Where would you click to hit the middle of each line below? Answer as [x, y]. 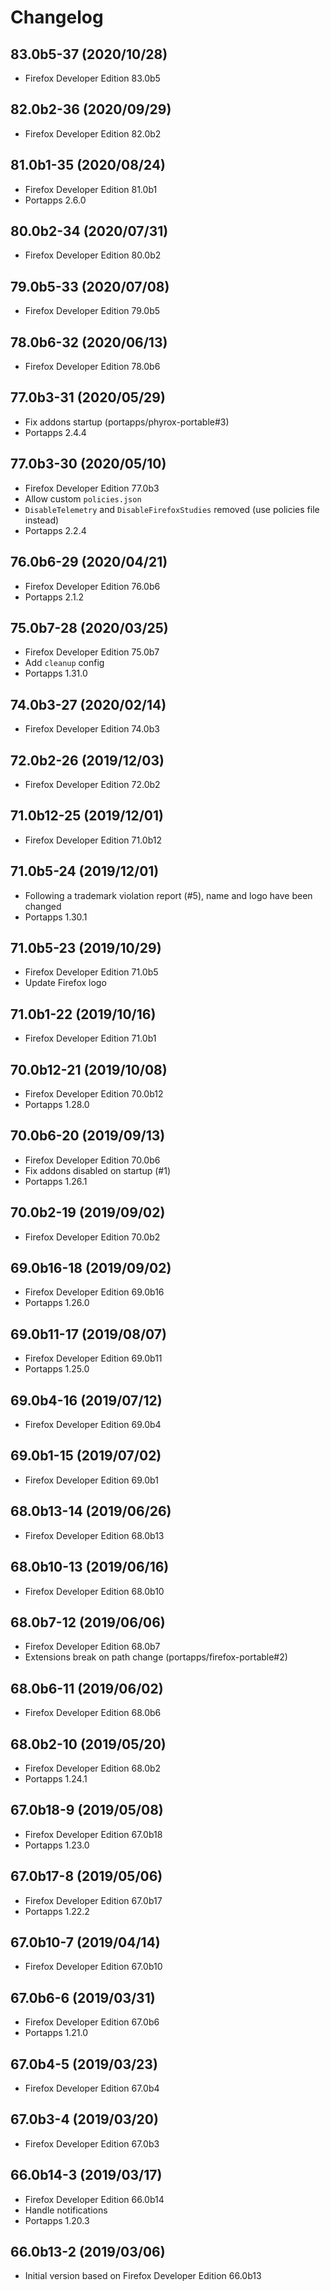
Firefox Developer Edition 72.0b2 [92, 784]
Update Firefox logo [65, 983]
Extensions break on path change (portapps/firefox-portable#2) [156, 1657]
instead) [42, 520]
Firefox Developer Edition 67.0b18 [93, 1834]
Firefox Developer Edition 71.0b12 [93, 840]
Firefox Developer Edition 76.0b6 [92, 586]
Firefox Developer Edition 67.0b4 [92, 2088]
